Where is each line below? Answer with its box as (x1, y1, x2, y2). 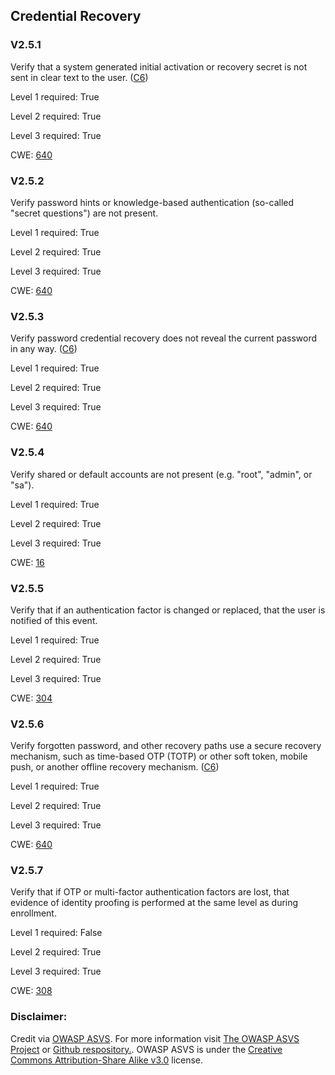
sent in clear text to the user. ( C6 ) (10, 71, 149, 83)
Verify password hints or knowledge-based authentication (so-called (10, 196, 295, 208)
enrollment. (10, 907, 57, 919)
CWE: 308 (10, 985, 53, 997)
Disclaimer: (10, 1010, 68, 1024)
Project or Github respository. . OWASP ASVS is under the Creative (10, 1043, 283, 1055)
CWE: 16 (10, 556, 45, 568)
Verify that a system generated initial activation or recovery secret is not (10, 60, 308, 73)
